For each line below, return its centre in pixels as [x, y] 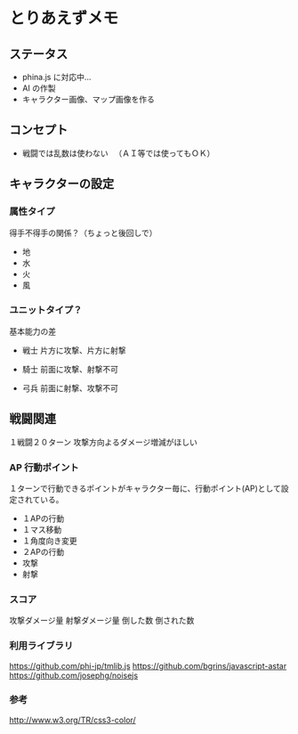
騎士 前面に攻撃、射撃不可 [70, 369]
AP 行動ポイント [44, 467]
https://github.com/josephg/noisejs [74, 675]
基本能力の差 [32, 331]
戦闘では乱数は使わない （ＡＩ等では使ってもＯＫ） [118, 153]
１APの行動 [43, 518]
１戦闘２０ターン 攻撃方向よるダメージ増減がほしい [104, 442]
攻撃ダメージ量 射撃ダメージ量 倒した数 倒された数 [102, 621]
